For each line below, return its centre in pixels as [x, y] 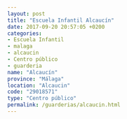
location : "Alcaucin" [39, 85]
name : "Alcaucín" [33, 72]
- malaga [20, 46]
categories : [25, 33]
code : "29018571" [33, 92]
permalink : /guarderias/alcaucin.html [64, 105]
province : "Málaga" [36, 79]
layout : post [26, 14]
